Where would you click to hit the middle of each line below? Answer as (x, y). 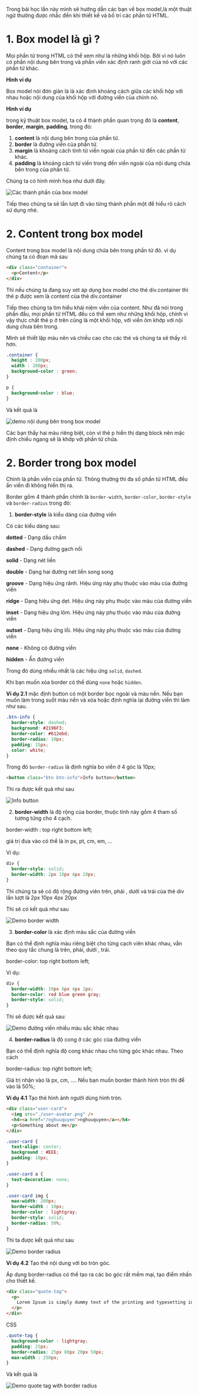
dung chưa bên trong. (32, 326)
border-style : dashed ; (39, 723)
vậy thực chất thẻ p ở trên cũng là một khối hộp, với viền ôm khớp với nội (95, 320)
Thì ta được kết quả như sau (40, 1240)
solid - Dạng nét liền (31, 560)
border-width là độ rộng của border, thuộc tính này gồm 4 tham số (96, 812)
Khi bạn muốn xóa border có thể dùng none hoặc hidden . (74, 682)
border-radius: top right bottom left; (49, 1069)
